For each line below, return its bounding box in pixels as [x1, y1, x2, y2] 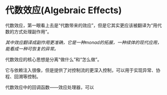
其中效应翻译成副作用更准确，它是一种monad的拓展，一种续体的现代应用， [5, 39, 162, 45]
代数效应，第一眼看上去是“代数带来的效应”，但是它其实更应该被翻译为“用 [5, 22, 158, 28]
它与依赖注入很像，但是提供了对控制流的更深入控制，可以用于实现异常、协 [5, 67, 160, 73]
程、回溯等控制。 [5, 73, 41, 79]
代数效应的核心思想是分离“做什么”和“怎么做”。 [5, 56, 102, 62]
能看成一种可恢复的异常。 [5, 45, 59, 52]
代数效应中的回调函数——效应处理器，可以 [5, 84, 94, 90]
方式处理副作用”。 [14, 28, 52, 34]
